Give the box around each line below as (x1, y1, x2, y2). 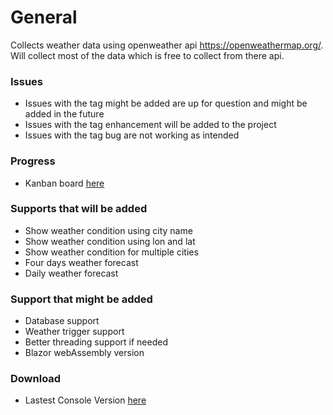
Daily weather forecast (24, 267, 119, 279)
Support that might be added (10, 292, 153, 306)
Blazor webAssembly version (24, 347, 145, 359)
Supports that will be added (10, 202, 148, 216)
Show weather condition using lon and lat (24, 235, 196, 247)
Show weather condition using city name (24, 224, 193, 236)
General (10, 6, 78, 29)
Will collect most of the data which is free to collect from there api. (10, 49, 285, 61)
